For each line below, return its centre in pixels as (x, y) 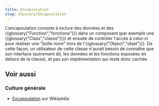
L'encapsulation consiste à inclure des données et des (59, 28)
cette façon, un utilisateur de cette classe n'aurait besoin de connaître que (79, 49)
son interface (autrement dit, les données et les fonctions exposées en (76, 53)
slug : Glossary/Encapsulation (36, 14)
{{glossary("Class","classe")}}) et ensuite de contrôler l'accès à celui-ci (77, 38)
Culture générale (26, 88)
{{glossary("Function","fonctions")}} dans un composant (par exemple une (79, 33)
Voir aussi (20, 74)
